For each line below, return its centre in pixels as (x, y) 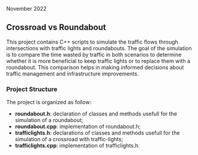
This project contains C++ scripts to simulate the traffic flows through (92, 42)
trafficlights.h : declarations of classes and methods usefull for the (97, 133)
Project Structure (32, 89)
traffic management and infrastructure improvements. (73, 74)
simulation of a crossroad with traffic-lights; (69, 139)
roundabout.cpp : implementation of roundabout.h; (78, 127)
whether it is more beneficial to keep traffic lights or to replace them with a (98, 61)
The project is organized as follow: (49, 102)
